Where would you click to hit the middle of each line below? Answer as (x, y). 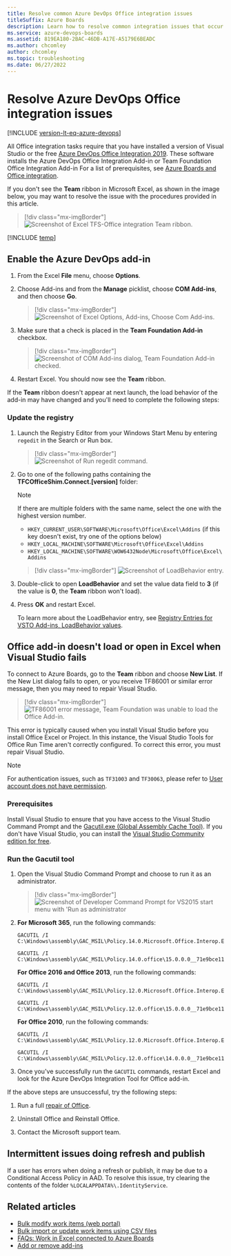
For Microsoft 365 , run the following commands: (87, 923)
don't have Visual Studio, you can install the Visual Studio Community (106, 834)
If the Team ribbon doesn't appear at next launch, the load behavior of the (113, 392)
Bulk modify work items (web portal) (69, 1223)
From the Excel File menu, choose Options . (79, 276)
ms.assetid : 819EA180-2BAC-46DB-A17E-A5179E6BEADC (81, 39)
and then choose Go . (47, 297)
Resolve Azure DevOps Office (94, 99)
